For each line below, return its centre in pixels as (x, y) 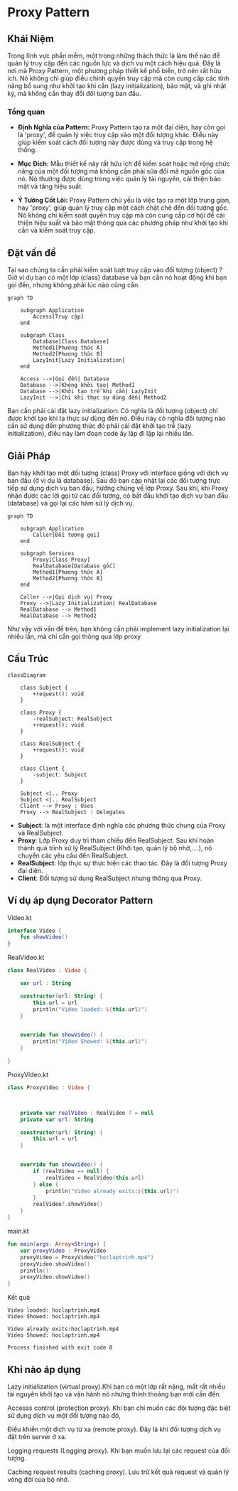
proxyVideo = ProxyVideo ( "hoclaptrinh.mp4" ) (87, 1257)
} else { (46, 1185)
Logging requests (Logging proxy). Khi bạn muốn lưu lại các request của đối (119, 1450)
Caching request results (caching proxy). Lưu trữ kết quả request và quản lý (118, 1472)
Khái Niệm (31, 39)
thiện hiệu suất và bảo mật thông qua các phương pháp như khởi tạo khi (123, 223)
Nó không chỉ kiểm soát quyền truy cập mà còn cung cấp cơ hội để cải (121, 215)
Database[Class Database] (71, 342)
